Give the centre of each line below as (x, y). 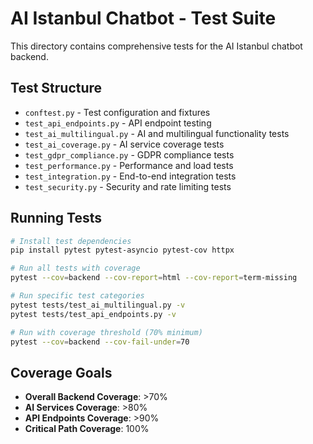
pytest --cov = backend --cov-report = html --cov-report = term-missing (154, 278)
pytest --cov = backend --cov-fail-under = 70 (100, 342)
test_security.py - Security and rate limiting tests (128, 186)
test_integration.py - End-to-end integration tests (130, 176)
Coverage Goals (61, 372)
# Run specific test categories (77, 296)
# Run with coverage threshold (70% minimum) (106, 332)
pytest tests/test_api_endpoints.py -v (93, 314)
